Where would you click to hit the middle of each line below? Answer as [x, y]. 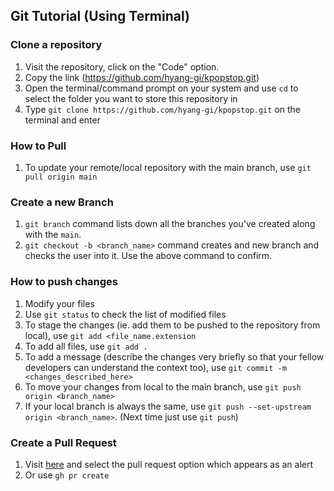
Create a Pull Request [63, 442]
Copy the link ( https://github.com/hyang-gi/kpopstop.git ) [142, 77]
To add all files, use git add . [86, 346]
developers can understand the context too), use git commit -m [155, 367]
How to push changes [64, 282]
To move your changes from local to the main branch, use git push [163, 386]
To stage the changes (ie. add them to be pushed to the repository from [172, 325]
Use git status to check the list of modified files [125, 314]
